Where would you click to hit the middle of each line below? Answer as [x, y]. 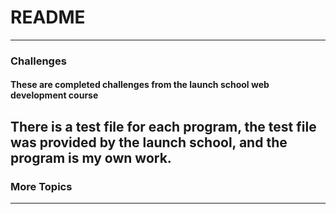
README [48, 17]
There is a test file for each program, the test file [163, 126]
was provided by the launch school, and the [149, 142]
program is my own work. [91, 157]
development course [54, 95]
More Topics [41, 186]
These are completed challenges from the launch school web [140, 85]
